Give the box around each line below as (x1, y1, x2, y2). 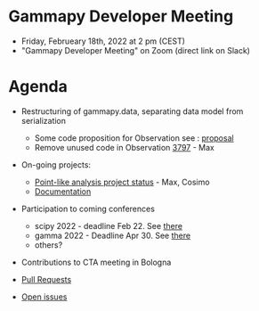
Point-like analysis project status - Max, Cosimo (34, 176, 210, 187)
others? (34, 239, 63, 250)
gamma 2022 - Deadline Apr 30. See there (34, 230, 191, 241)
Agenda (8, 77, 68, 97)
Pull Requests (20, 274, 72, 284)
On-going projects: (20, 159, 91, 170)
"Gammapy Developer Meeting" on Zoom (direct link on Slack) (20, 45, 251, 55)
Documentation (34, 185, 92, 197)
